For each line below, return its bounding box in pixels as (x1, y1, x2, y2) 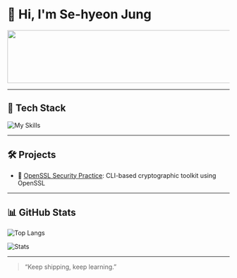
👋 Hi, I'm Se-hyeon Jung (7, 6, 152, 23)
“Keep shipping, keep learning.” (24, 262, 117, 271)
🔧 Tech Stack (7, 102, 66, 114)
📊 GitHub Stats (7, 206, 76, 218)
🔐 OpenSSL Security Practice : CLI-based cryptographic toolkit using (17, 171, 217, 179)
